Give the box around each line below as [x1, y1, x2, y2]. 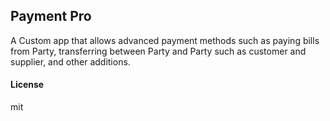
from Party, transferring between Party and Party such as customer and [10, 45, 307, 57]
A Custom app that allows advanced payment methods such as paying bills [10, 34, 320, 46]
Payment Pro [10, 8, 92, 25]
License [10, 79, 45, 91]
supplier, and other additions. [10, 55, 131, 68]
